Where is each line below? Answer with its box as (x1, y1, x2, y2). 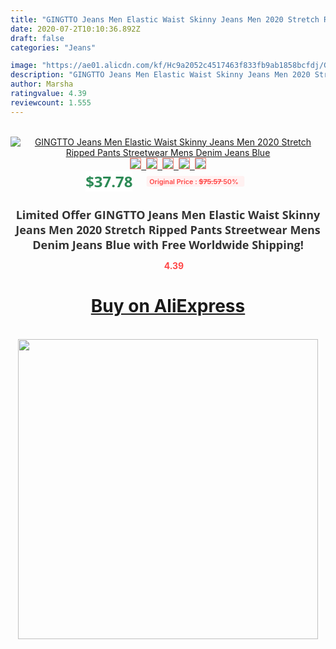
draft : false (10, 33, 65, 43)
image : (10, 61, 38, 71)
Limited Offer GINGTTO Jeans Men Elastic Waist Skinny (15, 206, 321, 223)
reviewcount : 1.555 (10, 97, 92, 108)
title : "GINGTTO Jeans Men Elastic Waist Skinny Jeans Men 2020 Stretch (10, 14, 320, 25)
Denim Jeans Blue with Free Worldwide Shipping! (32, 236, 304, 253)
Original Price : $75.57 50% (149, 176, 240, 186)
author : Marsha (10, 79, 74, 90)
